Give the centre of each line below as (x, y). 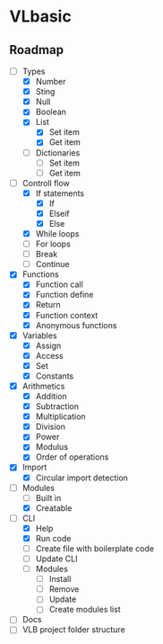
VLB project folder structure (73, 630)
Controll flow (46, 183)
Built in (48, 497)
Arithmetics (43, 386)
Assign (48, 345)
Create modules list (85, 610)
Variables (39, 335)
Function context (67, 315)
